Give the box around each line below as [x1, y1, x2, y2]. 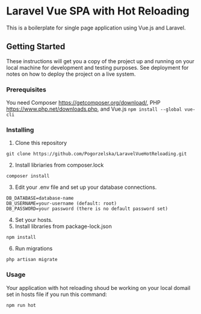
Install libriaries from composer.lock [14, 161, 104, 169]
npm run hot [6, 302, 36, 308]
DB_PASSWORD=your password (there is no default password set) [6, 206, 169, 212]
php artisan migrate [6, 257, 58, 263]
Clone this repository [14, 140, 67, 147]
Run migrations [14, 245, 53, 252]
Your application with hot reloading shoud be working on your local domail [6, 284, 191, 291]
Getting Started [6, 42, 66, 52]
